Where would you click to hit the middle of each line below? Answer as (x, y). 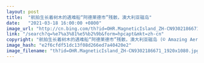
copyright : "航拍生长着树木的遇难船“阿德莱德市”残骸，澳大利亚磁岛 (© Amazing (97, 40)
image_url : (20, 28)
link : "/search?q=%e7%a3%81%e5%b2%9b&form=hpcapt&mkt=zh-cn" (85, 34)
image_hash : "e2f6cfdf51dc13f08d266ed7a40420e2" (69, 46)
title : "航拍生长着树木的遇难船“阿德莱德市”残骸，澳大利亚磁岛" (79, 17)
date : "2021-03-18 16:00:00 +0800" (54, 23)
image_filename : (27, 51)
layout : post (23, 12)
